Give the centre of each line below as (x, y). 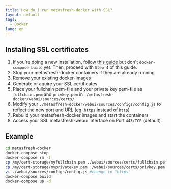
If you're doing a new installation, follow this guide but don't (75, 62)
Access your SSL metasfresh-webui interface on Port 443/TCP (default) (87, 120)
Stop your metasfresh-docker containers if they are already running (84, 72)
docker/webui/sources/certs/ (44, 99)
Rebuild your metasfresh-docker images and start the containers (80, 115)
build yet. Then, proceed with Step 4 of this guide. (84, 67)
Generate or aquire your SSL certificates (55, 83)
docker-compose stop (27, 153)
